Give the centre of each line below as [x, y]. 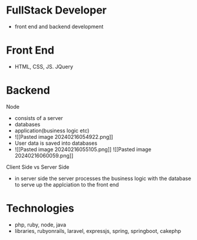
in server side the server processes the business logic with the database [103, 178]
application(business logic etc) [52, 131]
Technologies [40, 208]
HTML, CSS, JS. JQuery [44, 66]
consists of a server [39, 118]
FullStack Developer [57, 10]
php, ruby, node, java [40, 225]
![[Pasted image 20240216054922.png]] [64, 136]
